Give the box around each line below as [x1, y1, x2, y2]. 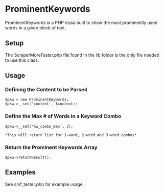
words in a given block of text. [5, 24, 66, 30]
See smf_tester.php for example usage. [5, 181, 84, 187]
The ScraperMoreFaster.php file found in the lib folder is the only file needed [5, 52, 160, 58]
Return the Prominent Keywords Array [5, 144, 98, 150]
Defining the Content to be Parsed [5, 86, 88, 93]
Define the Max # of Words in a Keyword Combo [5, 113, 121, 120]
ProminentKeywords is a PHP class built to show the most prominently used [5, 20, 158, 25]
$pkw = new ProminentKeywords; [5, 97, 69, 102]
